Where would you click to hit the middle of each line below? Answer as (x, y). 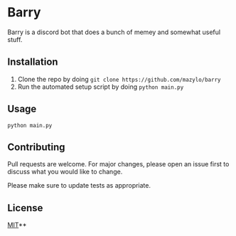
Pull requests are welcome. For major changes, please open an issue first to (118, 164)
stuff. (15, 39)
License (25, 208)
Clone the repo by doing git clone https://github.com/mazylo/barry (119, 79)
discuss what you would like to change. (65, 172)
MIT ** (17, 225)
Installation (33, 62)
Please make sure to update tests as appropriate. (79, 186)
